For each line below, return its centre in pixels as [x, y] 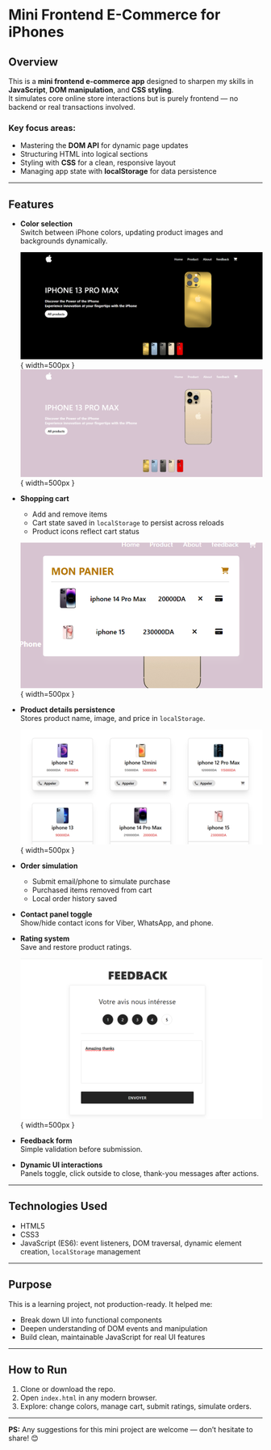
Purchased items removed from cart [92, 890]
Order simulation [49, 866]
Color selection [46, 224]
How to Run [38, 1370]
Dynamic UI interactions [61, 1165]
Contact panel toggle [56, 914]
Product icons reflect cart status [85, 532]
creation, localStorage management [80, 1251]
